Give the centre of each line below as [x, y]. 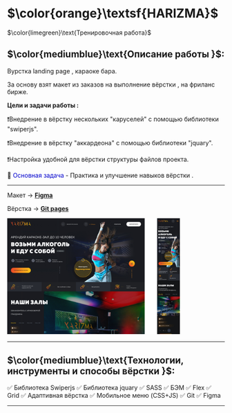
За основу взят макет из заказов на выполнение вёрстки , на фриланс [111, 84]
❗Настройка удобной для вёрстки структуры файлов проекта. [98, 159]
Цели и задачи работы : [43, 105]
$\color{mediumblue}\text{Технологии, [96, 360]
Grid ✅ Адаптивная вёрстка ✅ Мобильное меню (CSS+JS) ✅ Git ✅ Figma [114, 395]
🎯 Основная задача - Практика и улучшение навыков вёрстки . [100, 175]
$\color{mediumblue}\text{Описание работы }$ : [116, 54]
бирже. [18, 91]
